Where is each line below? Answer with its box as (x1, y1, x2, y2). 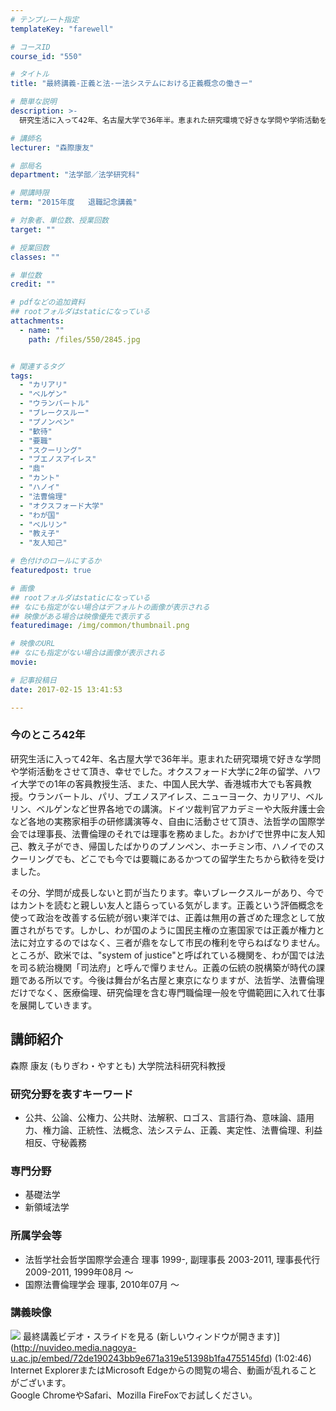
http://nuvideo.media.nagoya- (13, 1341, 137, 1353)
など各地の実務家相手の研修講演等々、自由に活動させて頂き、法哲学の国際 (10, 815, 317, 827)
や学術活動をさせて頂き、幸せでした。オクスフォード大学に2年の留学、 (10, 765, 304, 777)
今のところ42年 (10, 728, 86, 742)
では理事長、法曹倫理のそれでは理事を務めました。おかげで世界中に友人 (18, 827, 317, 840)
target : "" (10, 224, 56, 235)
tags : (10, 371, 33, 381)
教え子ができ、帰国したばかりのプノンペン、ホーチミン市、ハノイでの (27, 840, 317, 852)
